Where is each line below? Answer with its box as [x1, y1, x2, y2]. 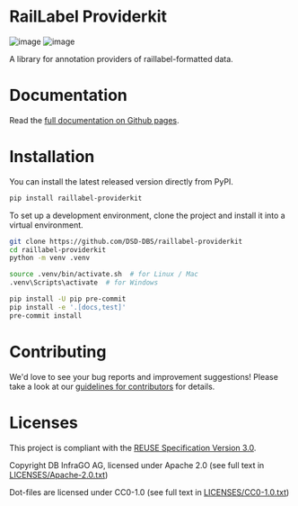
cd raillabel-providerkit [9, 245, 106, 254]
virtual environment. [9, 219, 83, 230]
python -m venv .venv [9, 254, 91, 263]
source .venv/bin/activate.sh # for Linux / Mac [9, 270, 199, 279]
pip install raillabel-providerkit [9, 194, 143, 203]
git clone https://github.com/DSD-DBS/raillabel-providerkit [9, 237, 243, 246]
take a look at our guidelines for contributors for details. [9, 381, 215, 392]
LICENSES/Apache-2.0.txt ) [9, 469, 109, 480]
